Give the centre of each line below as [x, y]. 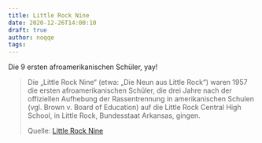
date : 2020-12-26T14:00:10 [52, 23]
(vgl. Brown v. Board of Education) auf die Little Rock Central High [134, 108]
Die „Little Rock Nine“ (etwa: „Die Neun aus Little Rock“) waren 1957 [137, 82]
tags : [17, 45]
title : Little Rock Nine [49, 15]
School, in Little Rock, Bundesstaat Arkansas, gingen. [114, 115]
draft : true [28, 30]
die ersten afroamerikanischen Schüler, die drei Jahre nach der [129, 90]
